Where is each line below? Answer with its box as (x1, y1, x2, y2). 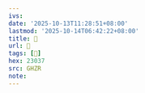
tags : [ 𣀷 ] (8, 49, 42, 57)
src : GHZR (8, 65, 42, 73)
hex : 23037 (8, 57, 45, 66)
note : (8, 72, 27, 80)
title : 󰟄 (8, 34, 38, 43)
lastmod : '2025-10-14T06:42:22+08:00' (8, 27, 139, 35)
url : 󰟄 (8, 42, 31, 50)
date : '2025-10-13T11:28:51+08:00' (8, 19, 129, 27)
